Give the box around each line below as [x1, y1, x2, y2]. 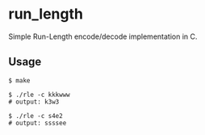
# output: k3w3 [8, 98, 60, 106]
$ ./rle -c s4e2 [8, 112, 63, 120]
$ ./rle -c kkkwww [8, 91, 70, 99]
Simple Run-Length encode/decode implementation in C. [8, 32, 198, 41]
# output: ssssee [8, 119, 67, 127]
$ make [8, 76, 31, 85]
